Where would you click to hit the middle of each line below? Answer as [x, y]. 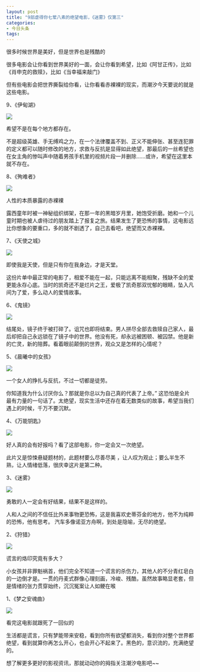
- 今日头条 [18, 28]
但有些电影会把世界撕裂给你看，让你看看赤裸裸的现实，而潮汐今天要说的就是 [100, 85]
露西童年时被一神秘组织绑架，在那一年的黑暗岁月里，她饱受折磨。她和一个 [97, 213]
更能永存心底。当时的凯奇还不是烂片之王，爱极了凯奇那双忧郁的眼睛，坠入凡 [100, 285]
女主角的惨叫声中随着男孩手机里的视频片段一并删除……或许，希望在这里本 [102, 157]
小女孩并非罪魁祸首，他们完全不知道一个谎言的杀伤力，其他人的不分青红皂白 [100, 571]
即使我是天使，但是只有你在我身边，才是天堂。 [63, 265]
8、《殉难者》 [22, 176]
